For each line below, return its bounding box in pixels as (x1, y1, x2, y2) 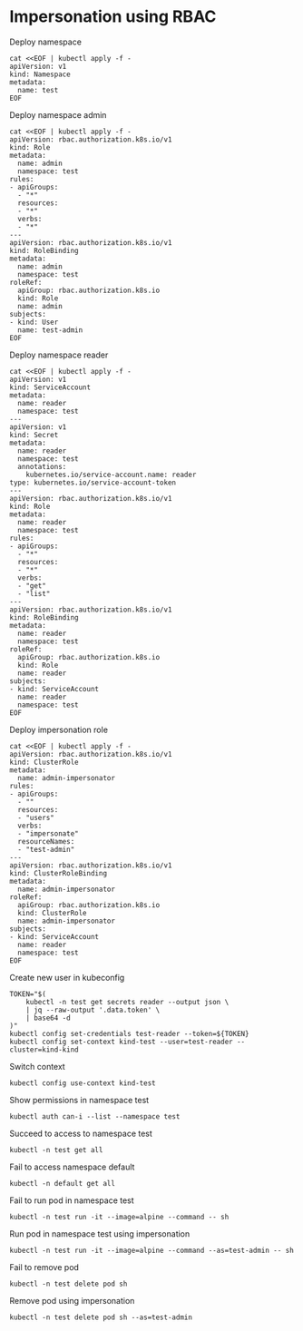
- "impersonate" (17, 828, 79, 838)
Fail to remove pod (9, 1261, 80, 1272)
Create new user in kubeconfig (9, 972, 125, 983)
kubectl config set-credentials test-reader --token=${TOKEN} (9, 1029, 249, 1038)
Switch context (9, 1061, 65, 1072)
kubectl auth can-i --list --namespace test (9, 1111, 181, 1121)
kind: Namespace (9, 70, 71, 79)
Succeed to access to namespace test (9, 1128, 152, 1139)
